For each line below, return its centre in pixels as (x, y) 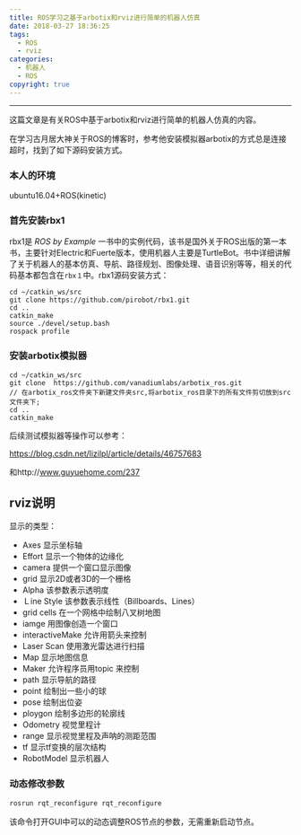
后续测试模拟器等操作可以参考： (68, 435)
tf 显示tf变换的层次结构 (64, 747)
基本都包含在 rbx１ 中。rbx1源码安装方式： (93, 276)
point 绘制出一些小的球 (64, 691)
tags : (19, 34)
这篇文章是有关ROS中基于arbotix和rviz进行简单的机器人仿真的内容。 (135, 119)
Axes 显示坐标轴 (52, 545)
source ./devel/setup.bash (60, 324)
